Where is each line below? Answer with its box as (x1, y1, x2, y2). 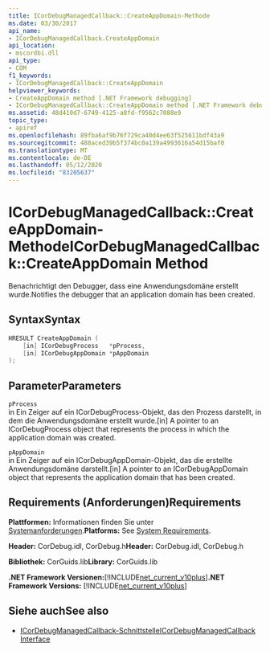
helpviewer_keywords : (8, 86, 81, 95)
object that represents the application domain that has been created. (8, 473, 235, 482)
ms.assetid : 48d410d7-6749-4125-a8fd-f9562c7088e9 (8, 109, 182, 117)
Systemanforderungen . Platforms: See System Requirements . (8, 526, 211, 535)
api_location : (8, 42, 56, 50)
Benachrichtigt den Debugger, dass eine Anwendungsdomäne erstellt (8, 280, 239, 290)
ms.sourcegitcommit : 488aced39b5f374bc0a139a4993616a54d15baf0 (8, 138, 225, 147)
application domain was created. (8, 433, 117, 443)
